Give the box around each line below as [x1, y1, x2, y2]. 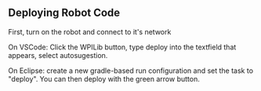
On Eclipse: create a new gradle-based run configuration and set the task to [8, 66, 253, 75]
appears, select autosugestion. [8, 50, 108, 60]
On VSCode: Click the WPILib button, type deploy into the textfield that [8, 42, 237, 52]
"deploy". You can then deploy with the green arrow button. [8, 74, 200, 83]
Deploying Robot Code [8, 6, 121, 20]
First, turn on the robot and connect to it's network [8, 27, 172, 36]
